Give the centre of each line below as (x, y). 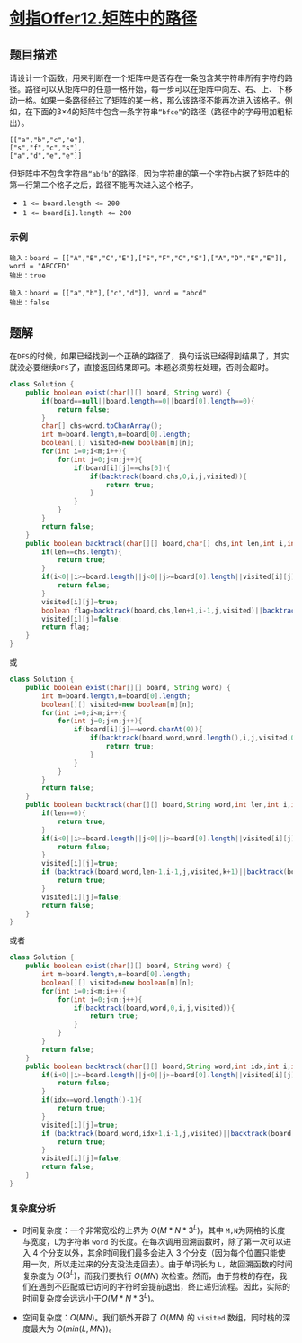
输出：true (28, 276)
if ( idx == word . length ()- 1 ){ (92, 1100)
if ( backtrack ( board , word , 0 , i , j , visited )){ (154, 1008)
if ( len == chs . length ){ (82, 552)
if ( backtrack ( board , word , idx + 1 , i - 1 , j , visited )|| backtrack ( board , (169, 1133)
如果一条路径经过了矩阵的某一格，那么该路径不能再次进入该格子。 (162, 100)
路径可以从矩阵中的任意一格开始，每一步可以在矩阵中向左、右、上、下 (155, 89)
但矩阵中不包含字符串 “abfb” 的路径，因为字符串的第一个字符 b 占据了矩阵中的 (150, 173)
